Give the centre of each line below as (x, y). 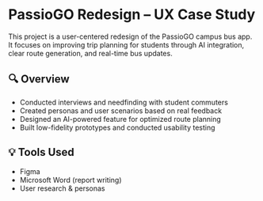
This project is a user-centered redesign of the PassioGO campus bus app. (130, 36)
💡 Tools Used (42, 152)
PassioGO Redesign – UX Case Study (132, 15)
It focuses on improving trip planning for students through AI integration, (126, 44)
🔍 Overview (39, 80)
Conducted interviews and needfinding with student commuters (124, 102)
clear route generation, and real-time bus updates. (90, 53)
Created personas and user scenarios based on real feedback (121, 110)
